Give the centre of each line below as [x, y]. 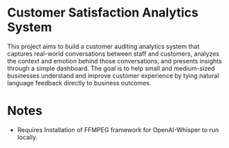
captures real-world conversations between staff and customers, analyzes [113, 54]
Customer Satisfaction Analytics [103, 13]
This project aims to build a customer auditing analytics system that [103, 46]
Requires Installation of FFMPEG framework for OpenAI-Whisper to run [118, 129]
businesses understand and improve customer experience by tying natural [113, 75]
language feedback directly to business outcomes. [79, 83]
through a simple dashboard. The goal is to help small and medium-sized [111, 68]
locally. [27, 137]
